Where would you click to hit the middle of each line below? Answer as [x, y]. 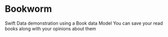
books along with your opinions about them [50, 28]
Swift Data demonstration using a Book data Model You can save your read [84, 23]
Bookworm [28, 9]
